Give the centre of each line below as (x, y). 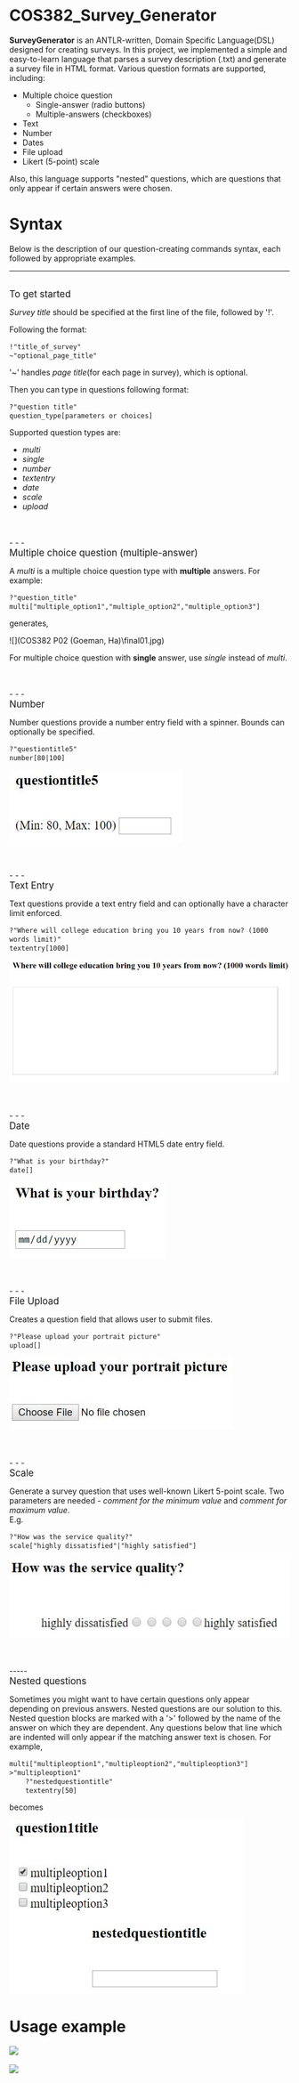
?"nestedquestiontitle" (69, 1781)
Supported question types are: (65, 432)
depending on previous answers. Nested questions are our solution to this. (146, 1708)
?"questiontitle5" (43, 749)
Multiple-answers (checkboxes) (93, 114)
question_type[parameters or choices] (81, 416)
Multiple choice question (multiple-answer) (104, 553)
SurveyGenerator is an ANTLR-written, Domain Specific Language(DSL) (142, 40)
